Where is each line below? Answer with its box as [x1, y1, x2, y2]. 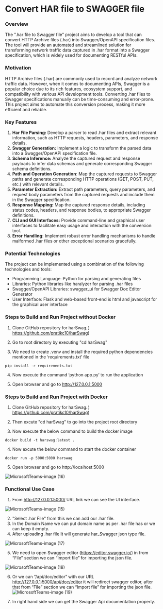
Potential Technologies [5, 250, 61, 257]
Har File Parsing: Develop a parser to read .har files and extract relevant [12, 130, 157, 135]
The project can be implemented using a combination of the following [5, 261, 144, 267]
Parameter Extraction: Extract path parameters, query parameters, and [12, 186, 155, 192]
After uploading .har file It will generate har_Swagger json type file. [12, 531, 146, 537]
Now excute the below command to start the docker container [12, 446, 136, 452]
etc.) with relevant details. [12, 181, 64, 187]
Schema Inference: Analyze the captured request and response [12, 155, 141, 161]
